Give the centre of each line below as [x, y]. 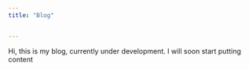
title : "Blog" [31, 15]
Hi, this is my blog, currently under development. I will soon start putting [125, 51]
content [21, 59]
